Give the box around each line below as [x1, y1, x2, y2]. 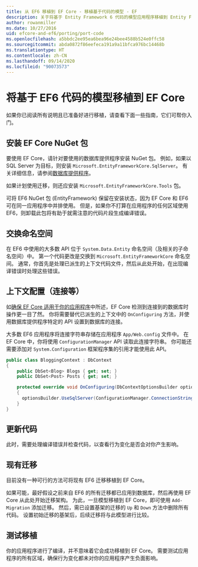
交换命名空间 [6, 228, 53, 238]
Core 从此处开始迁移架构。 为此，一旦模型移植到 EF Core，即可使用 [6, 497, 171, 504]
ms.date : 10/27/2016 [6, 25, 57, 31]
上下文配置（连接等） [6, 286, 84, 296]
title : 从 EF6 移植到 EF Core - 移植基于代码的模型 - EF [6, 8, 137, 15]
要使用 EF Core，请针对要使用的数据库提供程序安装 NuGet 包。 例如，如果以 [6, 155, 192, 162]
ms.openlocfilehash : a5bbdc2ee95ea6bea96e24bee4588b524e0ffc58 [6, 36, 165, 42]
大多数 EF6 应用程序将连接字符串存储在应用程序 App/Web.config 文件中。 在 [6, 331, 189, 338]
